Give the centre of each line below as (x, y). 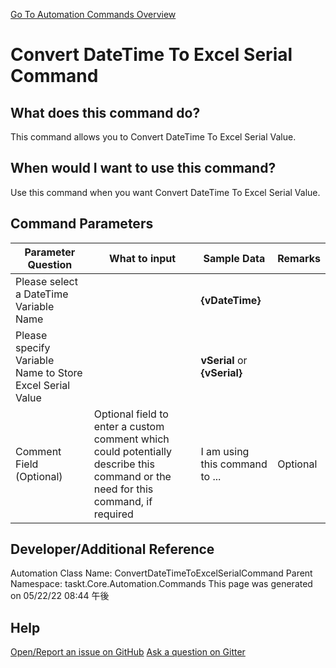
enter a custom (129, 426)
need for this (123, 489)
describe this (124, 464)
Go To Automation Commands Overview (93, 14)
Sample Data (234, 258)
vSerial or (224, 360)
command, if (123, 501)
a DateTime (42, 294)
